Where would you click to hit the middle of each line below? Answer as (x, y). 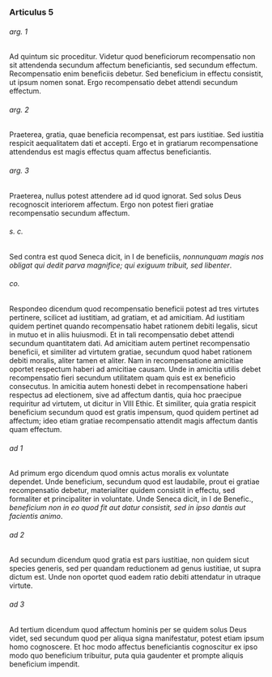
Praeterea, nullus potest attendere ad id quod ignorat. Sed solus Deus (125, 195)
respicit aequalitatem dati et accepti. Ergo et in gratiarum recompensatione (134, 144)
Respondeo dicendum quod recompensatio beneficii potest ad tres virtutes (134, 309)
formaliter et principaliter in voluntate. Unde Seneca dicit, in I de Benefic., (132, 499)
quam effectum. (36, 429)
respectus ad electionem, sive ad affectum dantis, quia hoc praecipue (125, 395)
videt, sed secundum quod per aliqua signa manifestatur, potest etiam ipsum (137, 638)
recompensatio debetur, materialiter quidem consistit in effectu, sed (122, 491)
